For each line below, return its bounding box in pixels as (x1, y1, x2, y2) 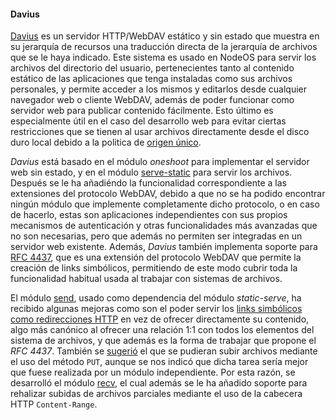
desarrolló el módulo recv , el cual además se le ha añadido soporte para (10, 377, 308, 389)
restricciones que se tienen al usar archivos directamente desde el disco (10, 126, 310, 138)
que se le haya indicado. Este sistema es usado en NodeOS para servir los (10, 51, 317, 64)
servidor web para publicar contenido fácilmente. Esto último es (10, 105, 274, 117)
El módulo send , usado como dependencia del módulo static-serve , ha (10, 292, 302, 304)
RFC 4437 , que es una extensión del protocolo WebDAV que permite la (10, 251, 302, 264)
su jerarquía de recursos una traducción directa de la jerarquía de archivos (10, 41, 318, 53)
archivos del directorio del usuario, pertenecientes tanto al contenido (10, 62, 295, 74)
